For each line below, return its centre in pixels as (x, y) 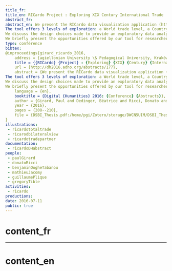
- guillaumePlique (27, 177)
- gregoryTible (24, 182)
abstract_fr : (19, 20)
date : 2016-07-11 (24, 201)
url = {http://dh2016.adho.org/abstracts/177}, (66, 67)
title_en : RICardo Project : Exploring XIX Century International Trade (84, 15)
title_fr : (16, 10)
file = (21, 115)
